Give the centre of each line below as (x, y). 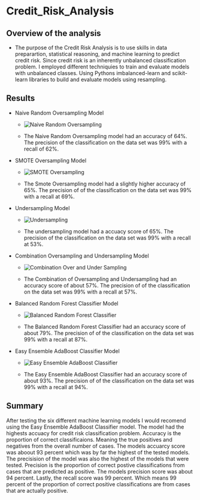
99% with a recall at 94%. (56, 387)
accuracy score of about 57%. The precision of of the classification (107, 285)
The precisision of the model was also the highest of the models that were (98, 459)
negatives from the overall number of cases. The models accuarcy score (96, 446)
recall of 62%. (41, 149)
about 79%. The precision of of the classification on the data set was (109, 333)
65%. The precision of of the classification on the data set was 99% (108, 190)
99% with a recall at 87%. (56, 339)
